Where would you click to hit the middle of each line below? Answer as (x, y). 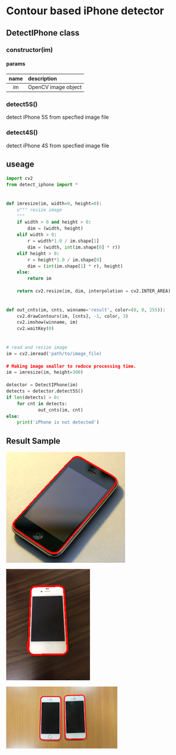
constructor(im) (30, 50)
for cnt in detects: (42, 404)
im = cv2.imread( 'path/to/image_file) (54, 353)
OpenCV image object (55, 87)
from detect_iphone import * (42, 185)
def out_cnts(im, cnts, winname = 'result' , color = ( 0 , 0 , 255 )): (86, 310)
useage (20, 164)
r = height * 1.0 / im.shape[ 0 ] (65, 260)
